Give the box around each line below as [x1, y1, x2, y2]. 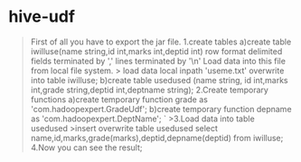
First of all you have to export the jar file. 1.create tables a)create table [30, 36, 292, 47]
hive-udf [8, 6, 76, 27]
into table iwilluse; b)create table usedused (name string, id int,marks [30, 74, 288, 85]
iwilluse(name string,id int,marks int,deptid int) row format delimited [30, 45, 283, 56]
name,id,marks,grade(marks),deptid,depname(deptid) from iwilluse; [30, 132, 284, 143]
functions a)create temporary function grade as [30, 93, 209, 105]
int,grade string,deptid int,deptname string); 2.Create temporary [30, 84, 268, 95]
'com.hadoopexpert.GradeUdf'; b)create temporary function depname [30, 103, 292, 114]
